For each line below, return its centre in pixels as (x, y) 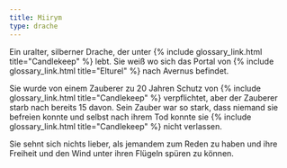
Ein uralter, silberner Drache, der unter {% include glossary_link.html (136, 51)
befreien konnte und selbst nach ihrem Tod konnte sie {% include (130, 117)
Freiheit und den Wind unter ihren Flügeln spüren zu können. (121, 153)
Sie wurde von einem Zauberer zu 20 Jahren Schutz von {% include (135, 88)
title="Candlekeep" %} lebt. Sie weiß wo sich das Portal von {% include (142, 61)
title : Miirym (36, 18)
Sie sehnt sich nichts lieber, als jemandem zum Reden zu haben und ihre (143, 144)
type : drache (34, 26)
